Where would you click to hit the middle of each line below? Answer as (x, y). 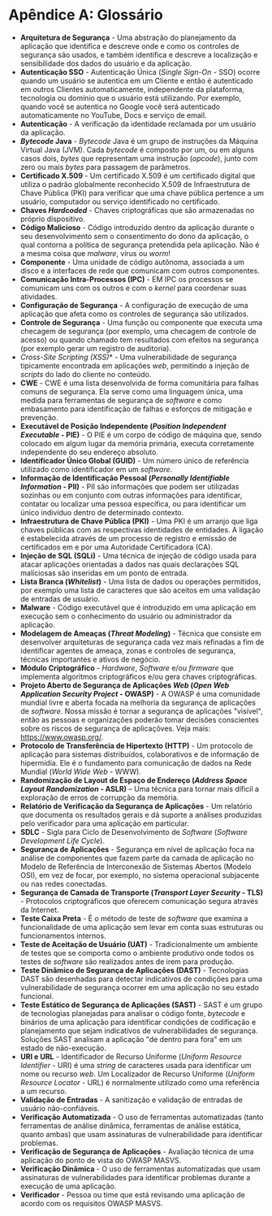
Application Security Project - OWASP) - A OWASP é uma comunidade (140, 693)
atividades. (39, 296)
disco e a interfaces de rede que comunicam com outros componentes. (140, 271)
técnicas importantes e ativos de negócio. (90, 659)
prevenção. (39, 417)
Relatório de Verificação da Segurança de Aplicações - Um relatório (136, 806)
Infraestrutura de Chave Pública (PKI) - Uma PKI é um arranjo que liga (139, 521)
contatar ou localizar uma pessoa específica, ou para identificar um (133, 504)
